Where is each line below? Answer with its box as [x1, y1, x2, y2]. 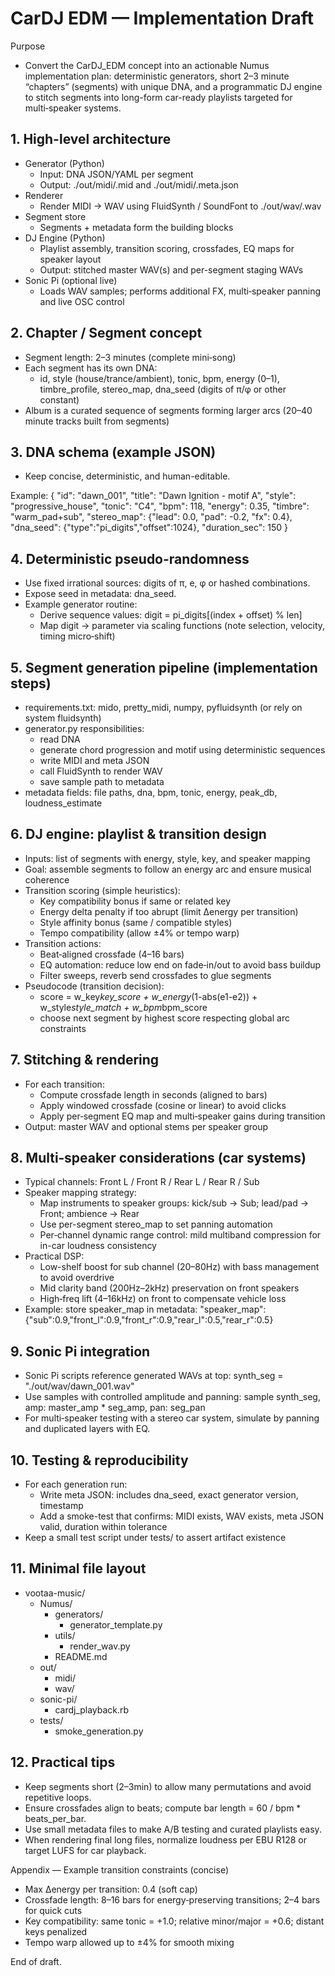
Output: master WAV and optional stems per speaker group [24, 1120, 269, 1132]
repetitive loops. [24, 1791, 92, 1803]
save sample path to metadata [39, 776, 165, 787]
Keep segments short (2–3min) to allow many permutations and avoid [24, 1780, 312, 1792]
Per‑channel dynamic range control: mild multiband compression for [39, 1229, 322, 1241]
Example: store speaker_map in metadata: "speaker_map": [24, 1303, 267, 1316]
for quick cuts [24, 1904, 83, 1916]
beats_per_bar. [24, 1812, 87, 1824]
